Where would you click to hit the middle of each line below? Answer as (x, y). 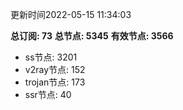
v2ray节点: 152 (55, 69)
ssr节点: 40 (48, 94)
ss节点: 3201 (51, 57)
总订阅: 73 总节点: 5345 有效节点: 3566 (92, 36)
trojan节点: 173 (55, 82)
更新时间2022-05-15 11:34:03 (71, 14)
